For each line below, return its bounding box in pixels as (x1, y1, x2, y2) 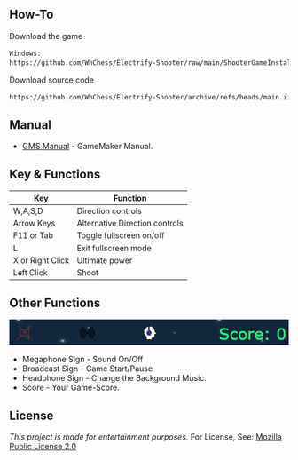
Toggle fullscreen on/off (76, 230, 165, 241)
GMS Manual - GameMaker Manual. (21, 141, 153, 152)
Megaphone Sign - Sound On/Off (21, 354, 144, 365)
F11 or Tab (12, 230, 54, 241)
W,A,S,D (12, 205, 43, 216)
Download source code (9, 75, 95, 85)
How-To (9, 7, 54, 22)
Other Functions (9, 295, 101, 310)
